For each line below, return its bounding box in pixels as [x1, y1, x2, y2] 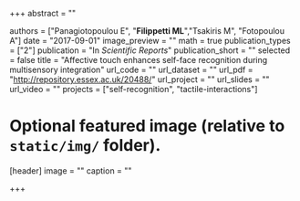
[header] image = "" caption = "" [9, 164, 132, 176]
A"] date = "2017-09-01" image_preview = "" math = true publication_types [9, 36, 291, 46]
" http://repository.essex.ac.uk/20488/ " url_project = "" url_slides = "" [9, 74, 271, 85]
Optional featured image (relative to [9, 116, 285, 136]
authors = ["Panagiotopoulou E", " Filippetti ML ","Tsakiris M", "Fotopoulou [9, 26, 285, 36]
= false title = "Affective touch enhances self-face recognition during [9, 55, 268, 65]
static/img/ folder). [9, 135, 161, 156]
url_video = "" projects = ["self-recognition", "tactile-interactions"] [9, 84, 258, 94]
